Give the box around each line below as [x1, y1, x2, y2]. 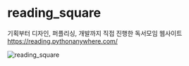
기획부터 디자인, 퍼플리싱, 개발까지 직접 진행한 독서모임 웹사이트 [7, 29, 183, 37]
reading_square [7, 5, 102, 21]
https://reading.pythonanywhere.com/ [7, 37, 118, 45]
